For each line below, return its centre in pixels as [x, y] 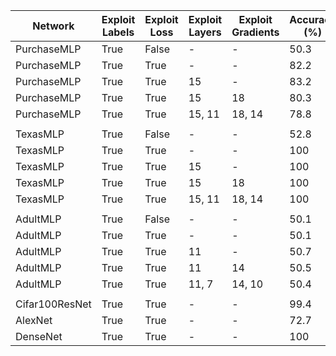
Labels [118, 32]
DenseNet [39, 336]
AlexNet [34, 320]
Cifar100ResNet [53, 304]
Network [53, 26]
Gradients [255, 32]
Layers [205, 32]
